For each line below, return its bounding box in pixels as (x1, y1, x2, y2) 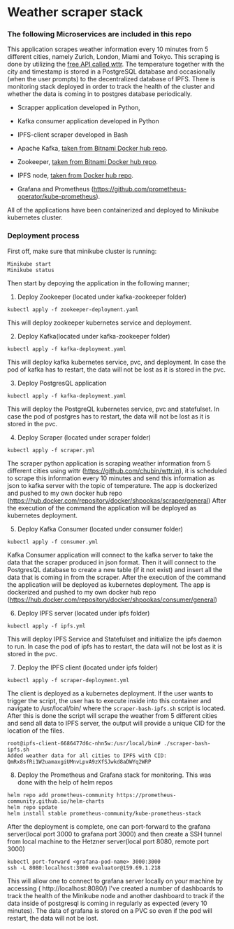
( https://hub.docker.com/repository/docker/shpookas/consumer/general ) (7, 595, 218, 604)
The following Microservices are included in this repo (7, 29, 192, 39)
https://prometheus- (116, 792, 177, 799)
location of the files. (7, 726, 65, 735)
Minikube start (7, 260, 52, 267)
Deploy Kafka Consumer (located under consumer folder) (17, 524, 184, 533)
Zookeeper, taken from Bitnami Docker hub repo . (17, 158, 159, 166)
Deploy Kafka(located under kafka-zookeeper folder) (17, 332, 170, 340)
